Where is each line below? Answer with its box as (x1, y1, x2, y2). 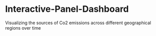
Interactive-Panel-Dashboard (5, 3, 129, 15)
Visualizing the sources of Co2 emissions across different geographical (5, 20, 152, 26)
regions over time (5, 25, 41, 31)
